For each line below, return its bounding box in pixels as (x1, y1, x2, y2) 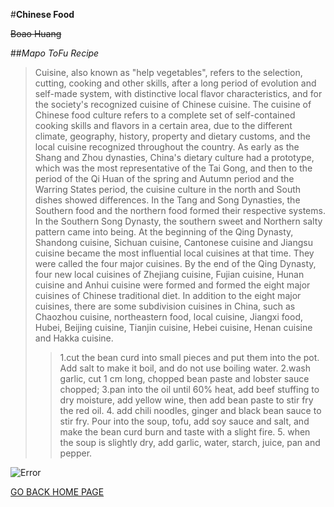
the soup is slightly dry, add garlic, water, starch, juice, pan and (59, 437, 321, 448)
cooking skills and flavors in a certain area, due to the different (34, 120, 293, 131)
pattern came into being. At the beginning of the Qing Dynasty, (34, 226, 294, 238)
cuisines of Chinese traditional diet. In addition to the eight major (34, 290, 302, 301)
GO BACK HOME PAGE (10, 486, 105, 498)
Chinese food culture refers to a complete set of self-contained (34, 109, 296, 121)
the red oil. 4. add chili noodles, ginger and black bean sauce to (59, 405, 322, 416)
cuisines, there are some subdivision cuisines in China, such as (34, 300, 296, 312)
